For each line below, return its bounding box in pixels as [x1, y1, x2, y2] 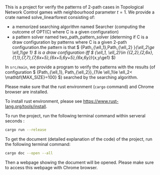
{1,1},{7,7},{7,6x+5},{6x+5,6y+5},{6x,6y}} [12, 55, 93, 60]
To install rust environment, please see [5, 98, 82, 104]
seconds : [5, 118, 25, 124]
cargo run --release [5, 127, 47, 132]
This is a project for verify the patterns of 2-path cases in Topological [5, 4, 144, 10]
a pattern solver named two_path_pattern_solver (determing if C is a [12, 34, 148, 40]
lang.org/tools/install [5, 104, 46, 109]
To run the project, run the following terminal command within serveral [5, 113, 145, 118]
